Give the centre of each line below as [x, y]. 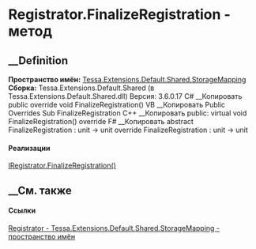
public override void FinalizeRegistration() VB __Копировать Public [117, 105]
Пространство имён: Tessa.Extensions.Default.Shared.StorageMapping [127, 79]
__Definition [38, 60]
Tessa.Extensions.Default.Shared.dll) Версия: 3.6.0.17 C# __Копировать [125, 96]
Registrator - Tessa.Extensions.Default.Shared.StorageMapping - [114, 228]
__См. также [40, 190]
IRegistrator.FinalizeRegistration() [62, 166]
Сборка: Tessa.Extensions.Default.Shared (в [81, 88]
